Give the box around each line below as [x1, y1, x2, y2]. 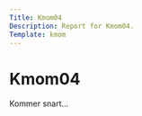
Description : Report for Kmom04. [9, 22, 135, 31]
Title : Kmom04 [9, 13, 63, 22]
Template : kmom [9, 30, 67, 39]
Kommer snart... [9, 98, 69, 109]
